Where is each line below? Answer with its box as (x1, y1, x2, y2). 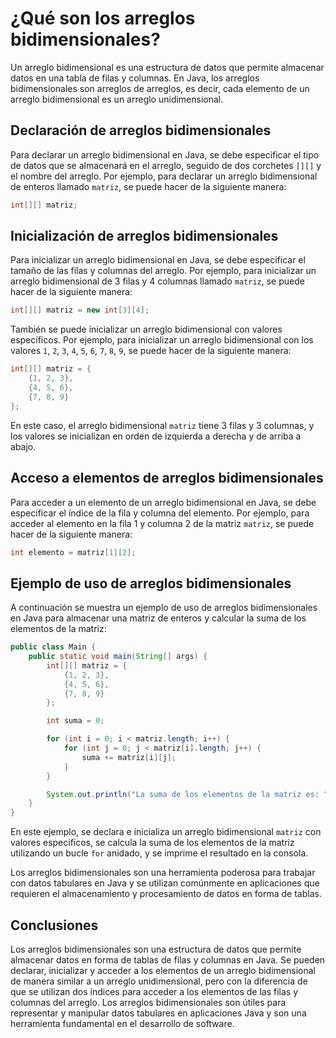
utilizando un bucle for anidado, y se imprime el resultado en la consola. (10, 847, 309, 859)
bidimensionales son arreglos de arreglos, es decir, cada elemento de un (10, 82, 310, 94)
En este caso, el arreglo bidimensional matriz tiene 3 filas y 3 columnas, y (10, 419, 315, 431)
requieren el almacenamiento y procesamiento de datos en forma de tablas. (10, 888, 322, 900)
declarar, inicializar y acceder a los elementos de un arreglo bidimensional (10, 965, 316, 976)
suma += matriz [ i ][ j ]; (81, 752, 177, 762)
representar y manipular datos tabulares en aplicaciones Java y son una (10, 1007, 307, 1019)
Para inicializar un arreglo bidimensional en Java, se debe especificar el (10, 254, 306, 266)
